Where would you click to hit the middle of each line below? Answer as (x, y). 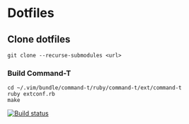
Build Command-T (39, 73)
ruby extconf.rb (31, 94)
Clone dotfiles (39, 39)
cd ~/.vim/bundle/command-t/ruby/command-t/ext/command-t (94, 88)
